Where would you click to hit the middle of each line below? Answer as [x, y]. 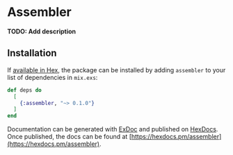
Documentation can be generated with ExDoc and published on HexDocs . [113, 129]
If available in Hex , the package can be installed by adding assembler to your [116, 70]
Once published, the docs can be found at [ [70, 137]
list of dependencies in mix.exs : [53, 77]
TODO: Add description [42, 31]
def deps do [24, 90]
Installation [32, 53]
